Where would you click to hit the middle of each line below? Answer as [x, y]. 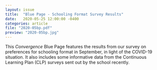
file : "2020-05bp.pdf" [29, 28]
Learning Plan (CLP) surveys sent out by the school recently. [67, 62]
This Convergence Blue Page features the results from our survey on [76, 47]
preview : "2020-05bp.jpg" [32, 33]
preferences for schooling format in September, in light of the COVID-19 [79, 52]
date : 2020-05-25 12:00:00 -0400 [42, 19]
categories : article [27, 23]
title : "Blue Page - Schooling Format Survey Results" [64, 14]
